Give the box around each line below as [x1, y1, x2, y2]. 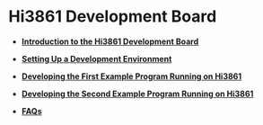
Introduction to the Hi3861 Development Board [21, 36, 199, 47]
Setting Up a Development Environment [21, 53, 172, 64]
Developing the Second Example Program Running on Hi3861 [21, 88, 254, 99]
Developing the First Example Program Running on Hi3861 [21, 70, 242, 82]
